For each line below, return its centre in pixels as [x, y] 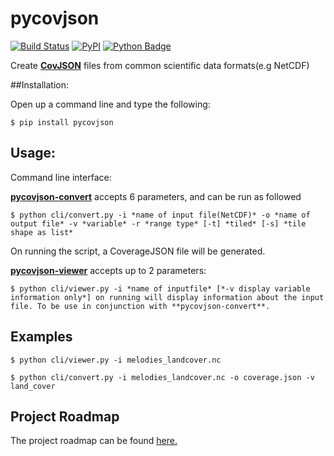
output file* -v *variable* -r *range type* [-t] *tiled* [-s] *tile [158, 223]
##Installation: [39, 84]
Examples [41, 337]
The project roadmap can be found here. [94, 441]
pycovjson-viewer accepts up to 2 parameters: [108, 270]
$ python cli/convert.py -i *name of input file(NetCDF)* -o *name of [160, 215]
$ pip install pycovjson [62, 122]
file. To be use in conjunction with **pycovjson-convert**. [140, 306]
